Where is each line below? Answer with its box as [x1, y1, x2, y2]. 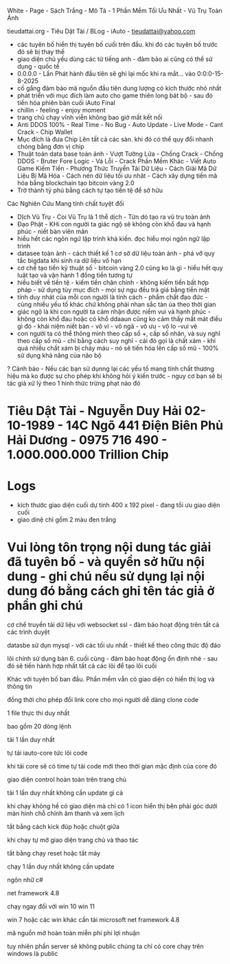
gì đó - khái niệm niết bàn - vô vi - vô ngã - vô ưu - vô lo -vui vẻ [16, 322, 198, 330]
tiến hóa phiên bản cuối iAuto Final [16, 99, 115, 106]
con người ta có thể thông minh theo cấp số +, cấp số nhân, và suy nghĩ [16, 329, 221, 338]
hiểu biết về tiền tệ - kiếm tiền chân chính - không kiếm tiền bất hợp [16, 279, 209, 286]
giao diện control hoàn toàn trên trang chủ [7, 775, 127, 784]
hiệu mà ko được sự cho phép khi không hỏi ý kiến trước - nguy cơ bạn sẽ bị [7, 372, 222, 380]
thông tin [7, 683, 33, 691]
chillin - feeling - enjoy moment [16, 106, 106, 114]
